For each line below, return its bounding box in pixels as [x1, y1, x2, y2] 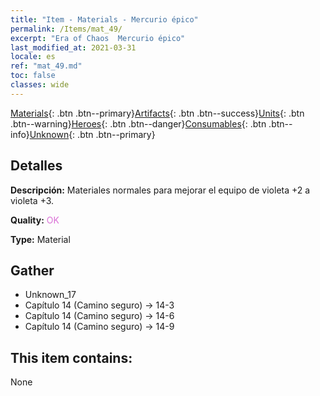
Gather [10, 262, 55, 279]
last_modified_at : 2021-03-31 [10, 42, 137, 53]
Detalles [10, 157, 63, 175]
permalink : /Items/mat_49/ [10, 24, 123, 34]
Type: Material [10, 233, 71, 245]
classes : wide [10, 80, 70, 90]
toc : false [10, 71, 56, 81]
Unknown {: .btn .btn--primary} [29, 128, 156, 140]
